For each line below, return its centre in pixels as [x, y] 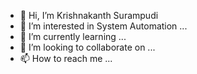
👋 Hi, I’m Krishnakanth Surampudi [89, 15]
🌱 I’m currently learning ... [73, 36]
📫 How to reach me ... [66, 58]
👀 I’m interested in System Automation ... [103, 26]
